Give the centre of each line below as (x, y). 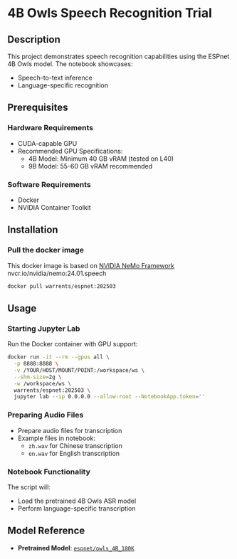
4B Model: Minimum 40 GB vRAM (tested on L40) (101, 159)
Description (34, 39)
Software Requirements (49, 184)
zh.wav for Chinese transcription (75, 445)
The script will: (29, 487)
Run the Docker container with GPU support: (73, 344)
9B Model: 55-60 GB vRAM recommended (90, 166)
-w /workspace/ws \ (43, 383)
